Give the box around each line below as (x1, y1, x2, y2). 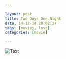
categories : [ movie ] (5, 30, 48, 35)
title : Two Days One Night (5, 16, 61, 21)
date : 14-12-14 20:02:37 (5, 21, 57, 26)
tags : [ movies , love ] (5, 25, 50, 30)
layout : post (5, 11, 32, 16)
